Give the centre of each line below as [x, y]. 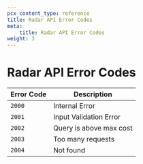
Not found [69, 150]
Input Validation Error [87, 117]
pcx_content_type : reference [48, 13]
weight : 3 [21, 39]
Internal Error [74, 106]
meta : [15, 26]
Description [93, 94]
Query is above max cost [93, 128]
